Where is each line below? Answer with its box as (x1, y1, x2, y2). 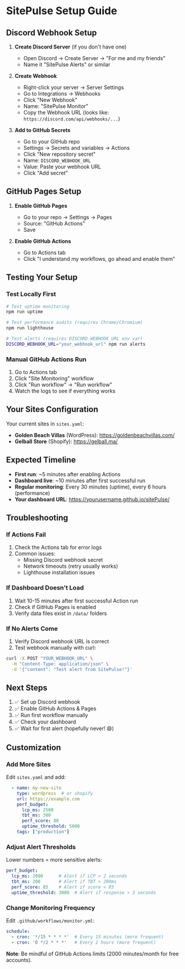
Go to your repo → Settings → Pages (23, 214, 113, 221)
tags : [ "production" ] (16, 829, 69, 835)
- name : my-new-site (11, 785, 62, 791)
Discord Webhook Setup (6, 28, 97, 38)
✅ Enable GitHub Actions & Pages (14, 705, 97, 712)
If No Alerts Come (6, 624, 58, 633)
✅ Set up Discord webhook (14, 698, 80, 706)
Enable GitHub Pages (14, 202, 68, 209)
